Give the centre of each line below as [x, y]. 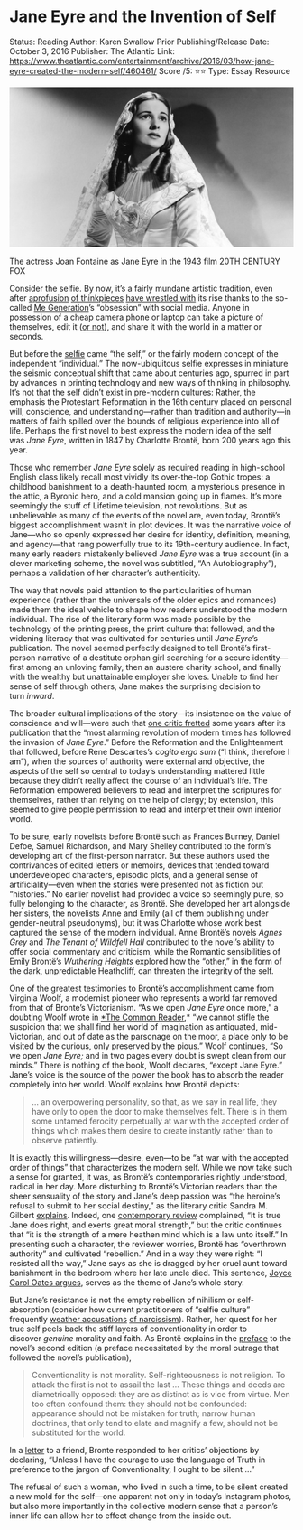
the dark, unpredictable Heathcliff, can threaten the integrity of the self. [142, 971]
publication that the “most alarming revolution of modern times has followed [150, 732]
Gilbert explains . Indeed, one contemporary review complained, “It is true [145, 1216]
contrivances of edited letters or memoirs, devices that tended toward [139, 865]
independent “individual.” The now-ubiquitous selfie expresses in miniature [149, 364]
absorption [29, 1310]
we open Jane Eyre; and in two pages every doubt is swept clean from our [148, 1056]
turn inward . [32, 696]
